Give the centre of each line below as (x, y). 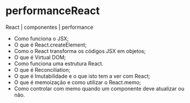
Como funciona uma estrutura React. (59, 64)
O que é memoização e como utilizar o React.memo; (78, 82)
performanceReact (53, 11)
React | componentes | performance (49, 27)
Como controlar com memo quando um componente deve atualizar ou (99, 88)
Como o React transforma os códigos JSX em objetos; (80, 51)
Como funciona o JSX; (41, 38)
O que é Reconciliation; (42, 69)
